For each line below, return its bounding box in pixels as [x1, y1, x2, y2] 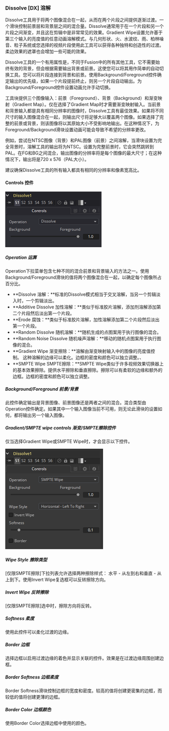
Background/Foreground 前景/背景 [5, 386, 79, 392]
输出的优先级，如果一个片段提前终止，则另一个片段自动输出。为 [9, 78, 142, 84]
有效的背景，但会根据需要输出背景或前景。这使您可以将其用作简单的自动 [9, 66, 159, 72]
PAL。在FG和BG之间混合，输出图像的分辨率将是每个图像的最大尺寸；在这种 [5, 150, 162, 156]
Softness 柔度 [5, 615, 35, 621]
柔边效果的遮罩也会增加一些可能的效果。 [5, 48, 89, 55]
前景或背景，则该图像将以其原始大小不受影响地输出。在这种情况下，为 [14, 120, 159, 127]
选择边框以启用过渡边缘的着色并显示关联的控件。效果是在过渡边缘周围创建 [5, 655, 159, 661]
